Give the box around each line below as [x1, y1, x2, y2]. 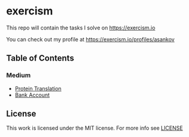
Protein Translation [14, 85, 62, 92]
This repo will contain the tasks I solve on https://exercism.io [6, 24, 156, 31]
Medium [6, 71, 31, 79]
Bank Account [14, 91, 50, 99]
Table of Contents [6, 53, 75, 64]
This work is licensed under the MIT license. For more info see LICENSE [6, 124, 184, 132]
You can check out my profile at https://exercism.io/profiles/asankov [6, 35, 175, 43]
